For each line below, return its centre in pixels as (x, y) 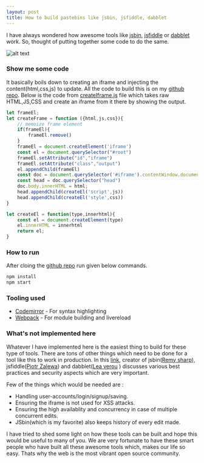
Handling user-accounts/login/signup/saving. (72, 396)
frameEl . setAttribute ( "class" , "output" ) (69, 164)
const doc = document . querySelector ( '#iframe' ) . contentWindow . (99, 175)
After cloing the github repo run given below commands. (77, 266)
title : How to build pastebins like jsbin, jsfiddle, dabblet (87, 18)
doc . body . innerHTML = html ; (53, 186)
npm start (19, 283)
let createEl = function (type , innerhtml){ (61, 214)
